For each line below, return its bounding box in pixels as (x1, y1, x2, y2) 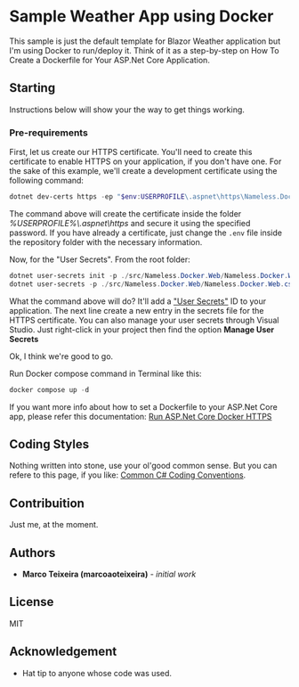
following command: (9, 176, 85, 186)
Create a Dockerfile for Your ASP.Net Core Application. (9, 54, 211, 65)
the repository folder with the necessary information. (9, 236, 203, 247)
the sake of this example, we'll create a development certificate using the (9, 166, 278, 176)
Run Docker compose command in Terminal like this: (9, 368, 202, 379)
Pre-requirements (9, 127, 89, 139)
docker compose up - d (9, 385, 90, 394)
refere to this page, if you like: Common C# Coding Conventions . (9, 470, 246, 480)
